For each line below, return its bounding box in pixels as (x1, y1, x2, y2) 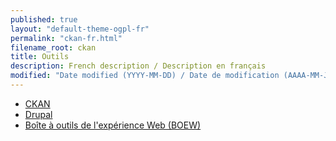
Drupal (24, 108, 53, 120)
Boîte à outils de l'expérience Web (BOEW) (24, 119, 202, 131)
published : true (10, 14, 78, 25)
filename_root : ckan (10, 42, 97, 53)
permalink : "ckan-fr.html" (10, 33, 123, 43)
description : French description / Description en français (10, 61, 267, 71)
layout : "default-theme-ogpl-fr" (10, 24, 150, 34)
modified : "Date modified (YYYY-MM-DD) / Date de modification (10, 71, 280, 81)
